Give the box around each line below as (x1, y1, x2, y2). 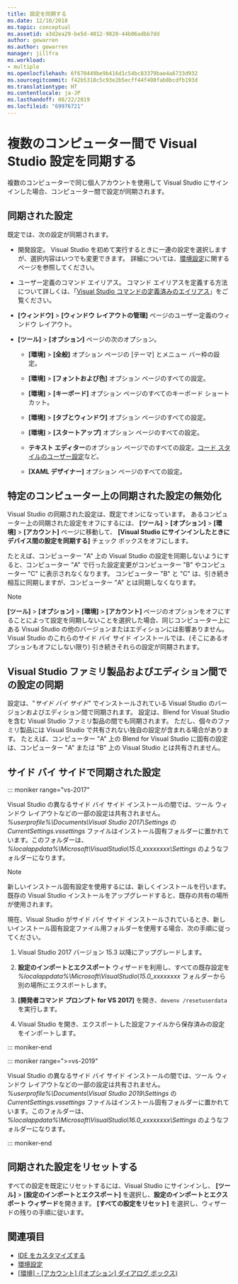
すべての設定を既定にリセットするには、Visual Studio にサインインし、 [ (7, 1181, 218, 1190)
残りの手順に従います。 (19, 1208, 88, 1217)
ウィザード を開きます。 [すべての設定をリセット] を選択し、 (27, 1199, 202, 1207)
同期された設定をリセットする (7, 1161, 138, 1173)
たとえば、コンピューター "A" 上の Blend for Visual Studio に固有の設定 (21, 734, 228, 743)
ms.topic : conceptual (7, 23, 72, 31)
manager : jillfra (7, 50, 59, 58)
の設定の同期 (7, 679, 64, 691)
